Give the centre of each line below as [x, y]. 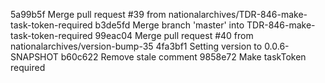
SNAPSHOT [34, 57]
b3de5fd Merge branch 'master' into [169, 25]
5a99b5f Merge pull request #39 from [88, 14]
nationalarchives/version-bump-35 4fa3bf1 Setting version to [136, 46]
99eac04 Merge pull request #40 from [174, 35]
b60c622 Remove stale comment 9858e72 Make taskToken [183, 57]
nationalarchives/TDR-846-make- [238, 14]
